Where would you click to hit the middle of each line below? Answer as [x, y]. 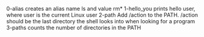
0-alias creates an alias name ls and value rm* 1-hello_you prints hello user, [101, 9]
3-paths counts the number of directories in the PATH [74, 27]
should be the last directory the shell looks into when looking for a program [101, 21]
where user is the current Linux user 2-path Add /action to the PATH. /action [102, 15]
